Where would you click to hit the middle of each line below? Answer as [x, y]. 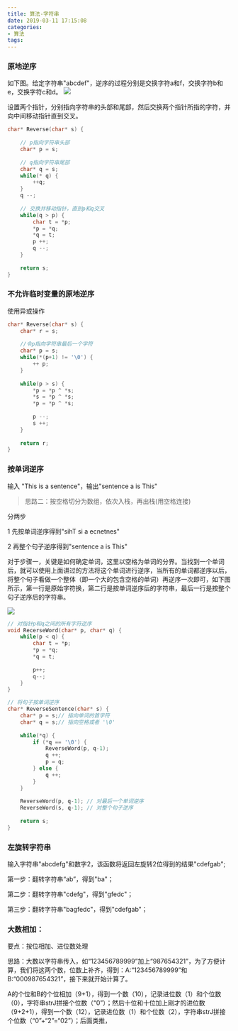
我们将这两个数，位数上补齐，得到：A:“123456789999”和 [103, 970]
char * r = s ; [39, 331]
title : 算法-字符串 [33, 14]
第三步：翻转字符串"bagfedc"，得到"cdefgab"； [78, 910]
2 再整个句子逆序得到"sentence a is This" [67, 546]
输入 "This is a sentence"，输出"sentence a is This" [83, 486]
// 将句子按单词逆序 [33, 702]
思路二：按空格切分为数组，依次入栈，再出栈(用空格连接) [108, 501]
